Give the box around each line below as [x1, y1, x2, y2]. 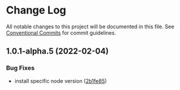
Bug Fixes [6, 64, 35, 72]
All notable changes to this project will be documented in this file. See [6, 23, 175, 30]
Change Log [6, 4, 66, 17]
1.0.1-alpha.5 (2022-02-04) [6, 46, 109, 56]
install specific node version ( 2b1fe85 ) [14, 77, 107, 84]
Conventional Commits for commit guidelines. [6, 29, 116, 36]
